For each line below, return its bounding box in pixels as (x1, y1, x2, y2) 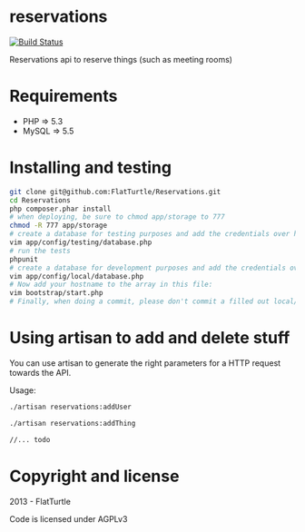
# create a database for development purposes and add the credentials (9, 263, 286, 272)
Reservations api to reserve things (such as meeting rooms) (9, 54, 233, 64)
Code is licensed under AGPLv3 (9, 513, 128, 524)
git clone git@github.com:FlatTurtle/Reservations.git (9, 187, 221, 196)
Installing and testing (9, 157, 172, 178)
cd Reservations (9, 195, 71, 205)
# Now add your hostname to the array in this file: (9, 280, 213, 290)
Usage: (9, 385, 36, 396)
